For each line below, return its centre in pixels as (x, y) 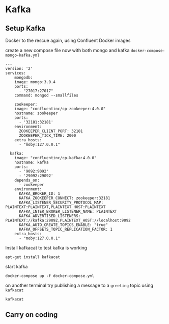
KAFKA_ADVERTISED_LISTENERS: (50, 216)
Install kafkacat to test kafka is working (46, 248)
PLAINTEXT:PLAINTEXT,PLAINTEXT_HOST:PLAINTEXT (55, 207)
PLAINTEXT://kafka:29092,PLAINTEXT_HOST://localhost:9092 (68, 220)
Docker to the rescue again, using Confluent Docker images (68, 40)
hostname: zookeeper (36, 113)
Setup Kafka (25, 28)
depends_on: (27, 180)
